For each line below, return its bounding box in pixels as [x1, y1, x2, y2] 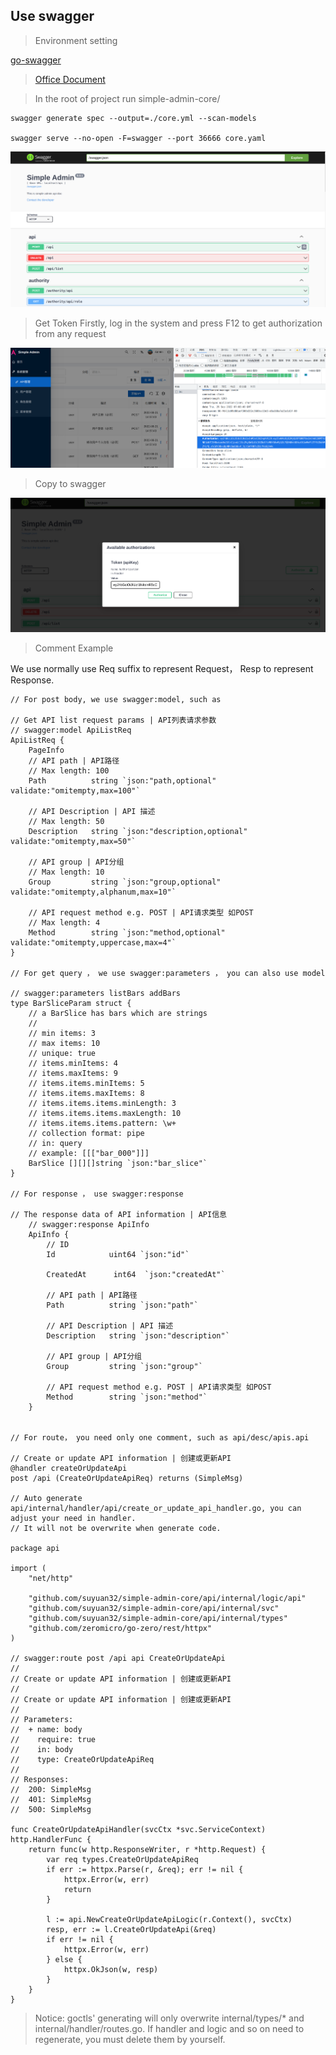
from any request [34, 328, 107, 340]
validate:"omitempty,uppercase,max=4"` [10, 938, 177, 948]
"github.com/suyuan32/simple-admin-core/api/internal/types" [28, 1614, 288, 1624]
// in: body [10, 1745, 74, 1755]
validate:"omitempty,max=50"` [10, 837, 137, 847]
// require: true [10, 1735, 97, 1745]
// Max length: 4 [28, 918, 101, 928]
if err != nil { [46, 1935, 114, 1945]
